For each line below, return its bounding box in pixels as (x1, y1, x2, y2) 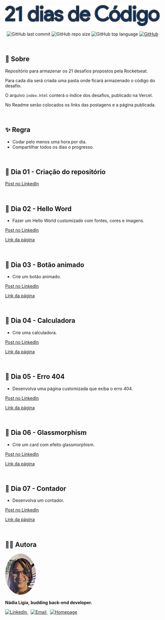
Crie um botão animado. (12, 274, 61, 280)
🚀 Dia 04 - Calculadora (5, 317, 76, 325)
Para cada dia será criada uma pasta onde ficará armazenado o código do (5, 77, 156, 83)
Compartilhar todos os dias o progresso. (12, 144, 94, 150)
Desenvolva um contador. (12, 497, 64, 503)
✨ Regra (5, 126, 31, 134)
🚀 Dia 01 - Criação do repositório (5, 168, 106, 176)
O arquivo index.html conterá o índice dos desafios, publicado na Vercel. (5, 92, 153, 98)
